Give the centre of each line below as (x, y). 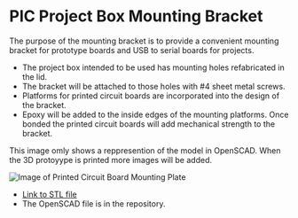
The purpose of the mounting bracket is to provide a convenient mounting (144, 41)
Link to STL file (49, 194)
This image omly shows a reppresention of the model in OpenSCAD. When (145, 150)
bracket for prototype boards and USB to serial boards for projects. (132, 50)
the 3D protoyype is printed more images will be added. (111, 160)
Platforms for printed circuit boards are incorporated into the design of (151, 96)
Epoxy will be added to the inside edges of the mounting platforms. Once (155, 114)
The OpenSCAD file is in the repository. (94, 203)
